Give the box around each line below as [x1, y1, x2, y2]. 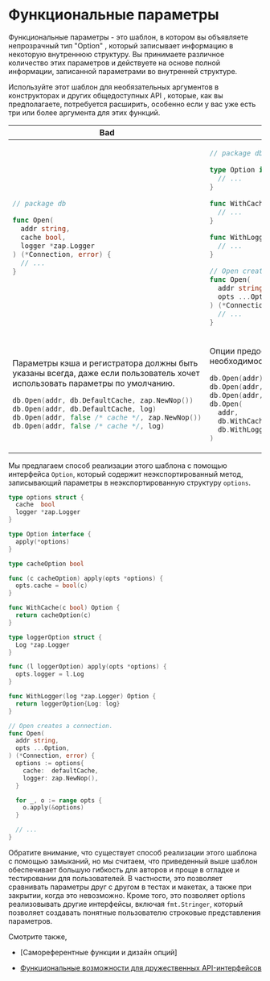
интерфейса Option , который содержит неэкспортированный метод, [8, 469, 243, 478]
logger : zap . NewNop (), [22, 774, 99, 782]
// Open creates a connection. [8, 722, 113, 730]
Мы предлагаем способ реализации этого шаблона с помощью [8, 461, 227, 470]
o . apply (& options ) [22, 804, 84, 812]
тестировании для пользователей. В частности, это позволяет [8, 873, 223, 883]
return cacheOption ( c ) [15, 611, 92, 619]
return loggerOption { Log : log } [15, 699, 121, 708]
